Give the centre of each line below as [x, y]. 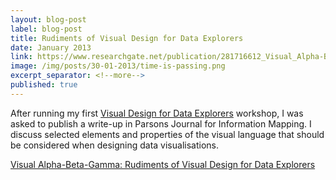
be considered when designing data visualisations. [114, 145]
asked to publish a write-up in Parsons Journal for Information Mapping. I [161, 123]
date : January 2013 [51, 47]
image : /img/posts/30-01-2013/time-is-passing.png [118, 66]
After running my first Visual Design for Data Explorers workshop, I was [157, 113]
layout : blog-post [48, 19]
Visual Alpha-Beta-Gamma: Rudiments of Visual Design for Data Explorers [163, 164]
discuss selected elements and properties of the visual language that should [167, 134]
